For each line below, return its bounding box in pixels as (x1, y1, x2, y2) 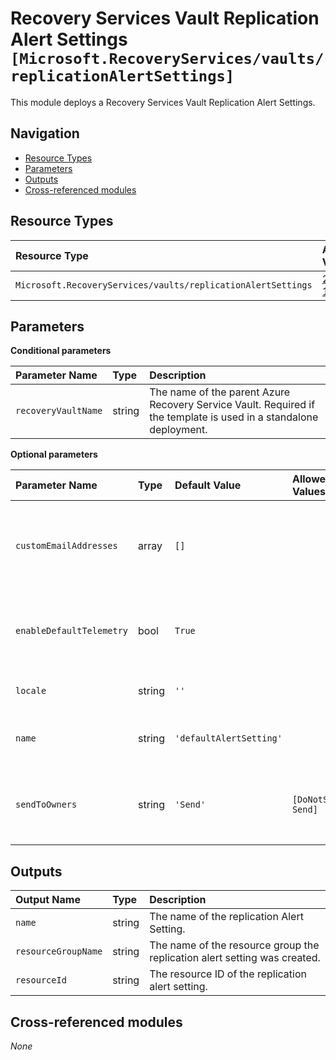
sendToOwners (15, 799, 78, 811)
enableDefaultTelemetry (15, 625, 129, 637)
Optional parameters (10, 448, 98, 461)
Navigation (10, 125, 80, 142)
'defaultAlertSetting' (174, 733, 283, 744)
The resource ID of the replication (149, 967, 308, 981)
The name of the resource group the (149, 938, 320, 952)
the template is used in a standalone (149, 410, 319, 424)
